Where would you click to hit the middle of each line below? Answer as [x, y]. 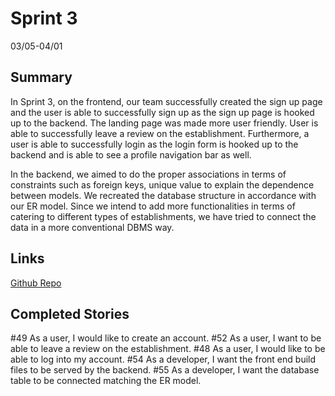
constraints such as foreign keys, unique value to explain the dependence [162, 184]
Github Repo [36, 283]
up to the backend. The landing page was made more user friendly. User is [164, 123]
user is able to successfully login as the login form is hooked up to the [154, 144]
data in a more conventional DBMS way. [92, 227]
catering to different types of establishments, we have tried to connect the [163, 216]
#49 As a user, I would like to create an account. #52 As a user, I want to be [166, 338]
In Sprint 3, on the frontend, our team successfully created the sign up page [166, 101]
